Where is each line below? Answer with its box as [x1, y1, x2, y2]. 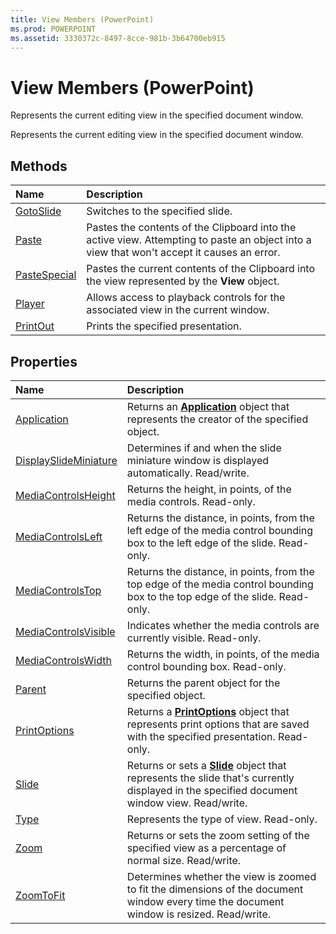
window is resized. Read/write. [126, 907, 272, 921]
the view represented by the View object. [86, 274, 280, 288]
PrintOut [15, 319, 55, 333]
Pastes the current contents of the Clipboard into [86, 262, 316, 276]
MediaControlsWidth [15, 653, 112, 667]
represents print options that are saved [126, 717, 310, 731]
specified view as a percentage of [126, 841, 287, 855]
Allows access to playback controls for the [86, 291, 286, 305]
